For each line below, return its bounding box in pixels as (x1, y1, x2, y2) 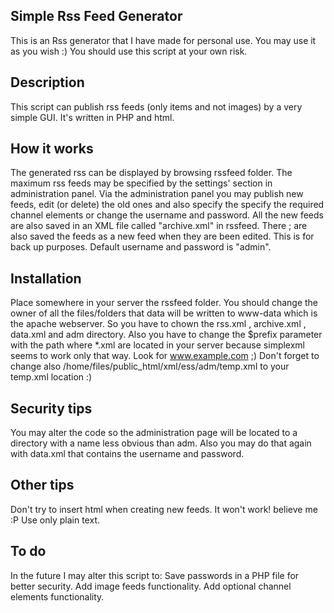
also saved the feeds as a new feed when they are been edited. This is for (10, 230, 315, 243)
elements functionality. (10, 590, 105, 603)
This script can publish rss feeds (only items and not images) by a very (10, 100, 303, 113)
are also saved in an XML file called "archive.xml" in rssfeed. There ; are (10, 220, 308, 232)
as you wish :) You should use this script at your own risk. (10, 45, 248, 57)
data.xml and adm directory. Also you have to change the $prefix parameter (10, 329, 323, 341)
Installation (10, 270, 82, 287)
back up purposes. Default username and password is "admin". (10, 241, 272, 253)
